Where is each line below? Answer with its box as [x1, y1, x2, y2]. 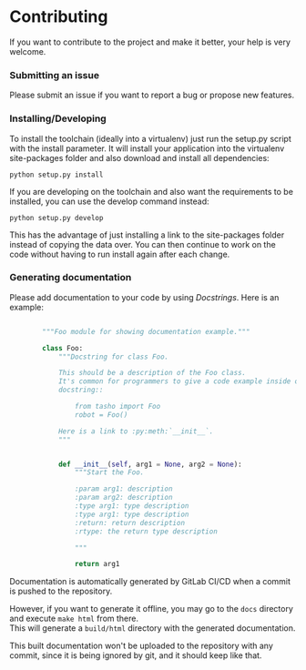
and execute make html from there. [9, 613, 139, 624]
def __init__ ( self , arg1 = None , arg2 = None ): [57, 460, 243, 469]
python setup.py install [9, 170, 104, 179]
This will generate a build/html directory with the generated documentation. [9, 623, 296, 634]
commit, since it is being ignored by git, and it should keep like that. [9, 650, 262, 661]
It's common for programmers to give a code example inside [57, 377, 291, 386]
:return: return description [74, 518, 185, 527]
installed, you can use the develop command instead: [9, 196, 209, 207]
